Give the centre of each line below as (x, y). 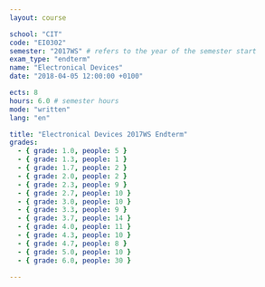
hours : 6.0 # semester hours (64, 100)
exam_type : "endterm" (50, 60)
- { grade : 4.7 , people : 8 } (72, 244)
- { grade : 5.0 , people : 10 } (74, 252)
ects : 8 (24, 92)
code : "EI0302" (38, 43)
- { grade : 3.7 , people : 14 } (74, 218)
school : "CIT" (36, 34)
